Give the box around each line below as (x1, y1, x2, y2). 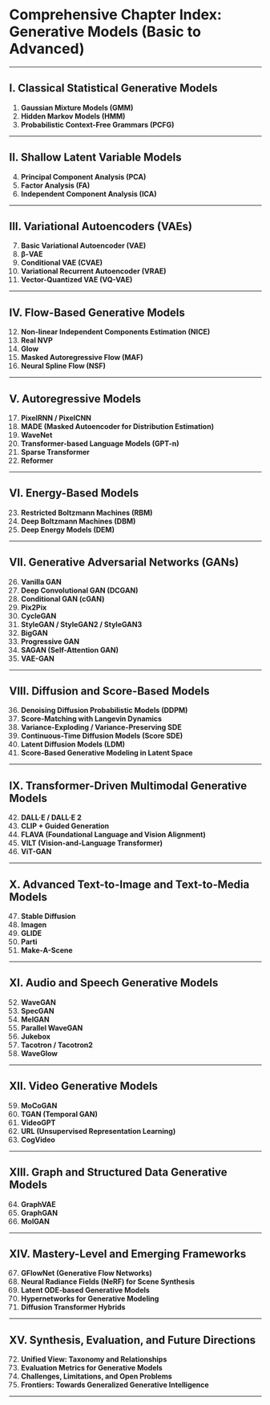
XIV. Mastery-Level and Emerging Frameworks (9, 1247, 247, 1261)
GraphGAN (20, 1208, 58, 1217)
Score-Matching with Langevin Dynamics (20, 714, 163, 723)
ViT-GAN (20, 847, 52, 856)
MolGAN (20, 1217, 50, 1226)
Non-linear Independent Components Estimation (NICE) (20, 327, 211, 337)
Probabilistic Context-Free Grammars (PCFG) (20, 119, 175, 129)
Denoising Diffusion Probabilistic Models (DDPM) (20, 706, 188, 715)
